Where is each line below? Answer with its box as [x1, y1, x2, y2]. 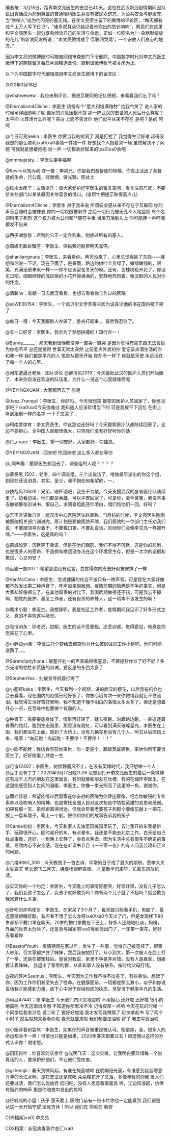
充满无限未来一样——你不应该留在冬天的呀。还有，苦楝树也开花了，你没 [14, 267, 166, 272]
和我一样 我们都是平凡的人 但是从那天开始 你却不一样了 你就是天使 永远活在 [5, 352, 163, 359]
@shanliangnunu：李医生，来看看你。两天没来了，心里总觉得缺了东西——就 [5, 254, 165, 260]
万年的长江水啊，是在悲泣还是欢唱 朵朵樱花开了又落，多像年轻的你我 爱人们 [5, 1074, 164, 1080]
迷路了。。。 [5, 647, 28, 653]
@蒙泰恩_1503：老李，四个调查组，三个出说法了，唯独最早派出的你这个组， [5, 471, 164, 477]
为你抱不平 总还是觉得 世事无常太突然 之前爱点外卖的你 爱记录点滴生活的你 [5, 346, 162, 352]
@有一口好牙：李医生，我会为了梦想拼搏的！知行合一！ [5, 329, 121, 335]
